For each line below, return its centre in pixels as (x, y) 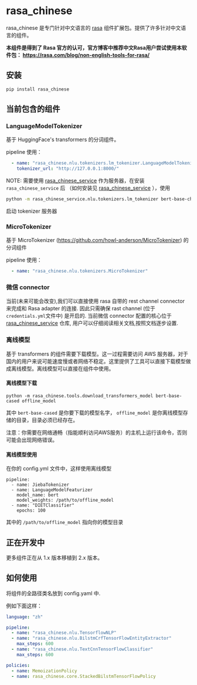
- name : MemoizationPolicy (44, 671)
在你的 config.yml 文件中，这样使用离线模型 (59, 469)
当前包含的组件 (33, 109)
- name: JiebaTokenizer (40, 485)
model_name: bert (38, 495)
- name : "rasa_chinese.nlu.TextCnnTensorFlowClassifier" (82, 649)
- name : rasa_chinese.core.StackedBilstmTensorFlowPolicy (84, 676)
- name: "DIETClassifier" (43, 506)
